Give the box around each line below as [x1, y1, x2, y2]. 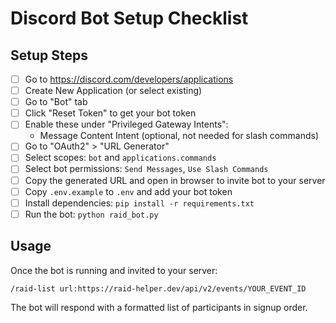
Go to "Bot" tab [24, 96, 88, 108]
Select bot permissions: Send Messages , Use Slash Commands [24, 163, 269, 175]
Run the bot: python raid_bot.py [24, 208, 159, 220]
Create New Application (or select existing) [24, 85, 203, 97]
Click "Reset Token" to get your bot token [24, 107, 197, 119]
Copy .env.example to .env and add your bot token [24, 185, 233, 197]
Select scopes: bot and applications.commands [24, 152, 217, 164]
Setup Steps [10, 47, 88, 64]
